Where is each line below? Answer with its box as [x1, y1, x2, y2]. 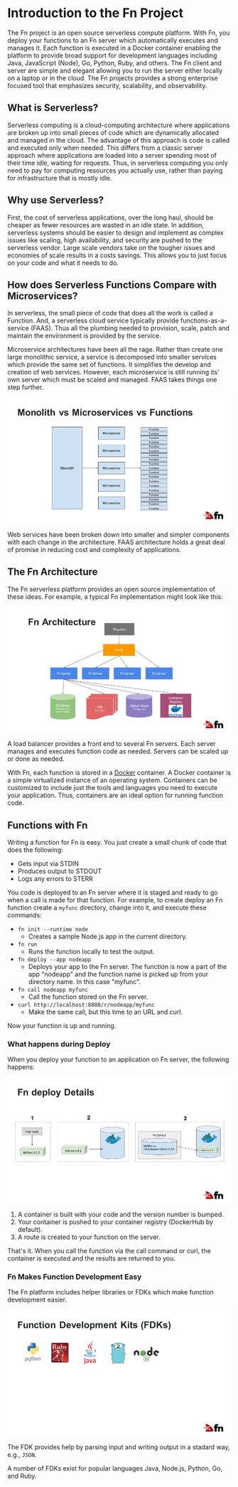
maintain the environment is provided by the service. [7, 332, 161, 340]
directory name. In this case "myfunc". [28, 978, 141, 985]
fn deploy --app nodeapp [17, 956, 92, 963]
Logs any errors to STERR [17, 875, 94, 882]
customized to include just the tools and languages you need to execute [7, 784, 218, 792]
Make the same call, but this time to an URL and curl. [28, 1007, 183, 1016]
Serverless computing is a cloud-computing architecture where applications [7, 121, 230, 129]
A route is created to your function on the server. [17, 1233, 161, 1241]
